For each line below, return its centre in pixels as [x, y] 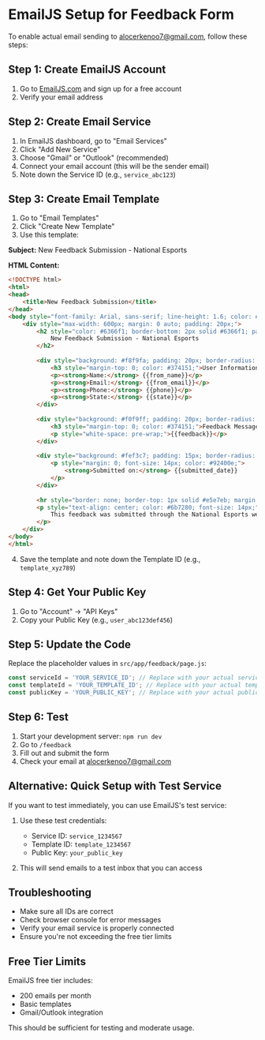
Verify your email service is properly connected [97, 928]
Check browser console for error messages [90, 920]
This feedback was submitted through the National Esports [149, 514]
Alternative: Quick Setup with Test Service [115, 786]
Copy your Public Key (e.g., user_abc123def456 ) [96, 619]
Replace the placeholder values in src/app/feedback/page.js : [108, 664]
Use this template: [49, 235]
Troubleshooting [50, 893]
